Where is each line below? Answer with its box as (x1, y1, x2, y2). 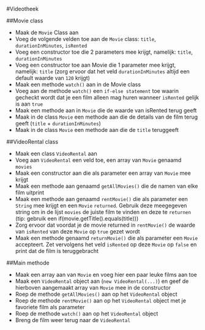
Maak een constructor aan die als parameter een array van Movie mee (15, 169, 191, 177)
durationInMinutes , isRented (15, 42, 88, 49)
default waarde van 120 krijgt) (15, 75, 91, 81)
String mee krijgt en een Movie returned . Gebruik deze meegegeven (15, 202, 187, 209)
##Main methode (6, 259, 50, 266)
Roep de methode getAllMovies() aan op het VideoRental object (15, 290, 177, 298)
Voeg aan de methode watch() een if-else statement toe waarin (15, 87, 179, 94)
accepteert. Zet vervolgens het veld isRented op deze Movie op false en (15, 241, 197, 248)
